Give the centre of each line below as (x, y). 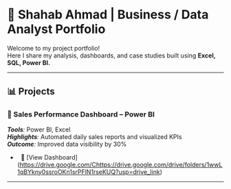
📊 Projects (31, 91)
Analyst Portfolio (56, 29)
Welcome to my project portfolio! (54, 48)
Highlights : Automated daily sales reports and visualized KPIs (95, 136)
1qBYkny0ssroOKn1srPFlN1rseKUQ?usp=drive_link (88, 172)
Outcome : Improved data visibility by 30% (67, 144)
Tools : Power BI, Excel (39, 129)
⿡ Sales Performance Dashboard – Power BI (81, 114)
